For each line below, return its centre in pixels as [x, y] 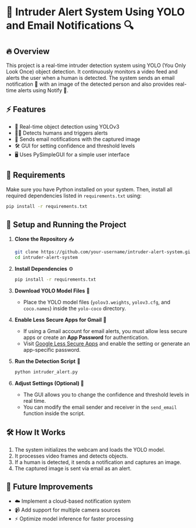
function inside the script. [54, 413]
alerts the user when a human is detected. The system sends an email [90, 78]
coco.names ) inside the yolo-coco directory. [75, 308]
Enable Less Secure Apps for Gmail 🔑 [61, 320]
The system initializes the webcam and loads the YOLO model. [90, 449]
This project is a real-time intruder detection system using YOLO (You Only [96, 65]
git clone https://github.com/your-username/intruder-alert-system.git [104, 252]
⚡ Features [26, 110]
